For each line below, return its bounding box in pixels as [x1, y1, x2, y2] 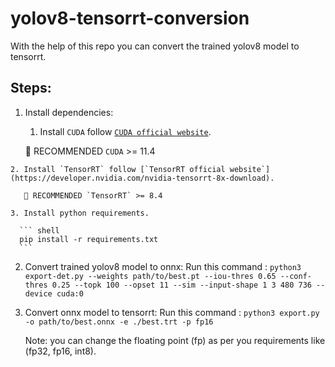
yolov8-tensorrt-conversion [10, 7, 250, 30]
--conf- [279, 271, 312, 281]
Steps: [10, 80, 52, 97]
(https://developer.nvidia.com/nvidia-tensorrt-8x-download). [10, 173, 275, 183]
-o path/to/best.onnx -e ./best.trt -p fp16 [24, 317, 214, 327]
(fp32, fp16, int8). [24, 345, 97, 357]
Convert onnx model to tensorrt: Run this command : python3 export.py [24, 306, 320, 318]
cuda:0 [56, 288, 84, 299]
